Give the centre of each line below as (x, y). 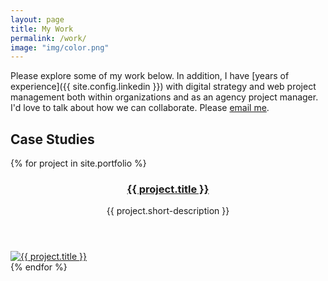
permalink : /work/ (48, 38)
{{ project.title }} (168, 189)
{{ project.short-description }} (168, 211)
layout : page (37, 19)
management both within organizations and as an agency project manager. (164, 97)
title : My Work (42, 29)
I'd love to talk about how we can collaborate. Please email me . (140, 108)
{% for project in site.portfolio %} (78, 163)
